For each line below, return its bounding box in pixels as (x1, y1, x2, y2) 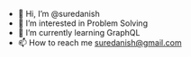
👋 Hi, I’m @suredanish (17, 9, 101, 19)
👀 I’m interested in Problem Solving (17, 18, 149, 28)
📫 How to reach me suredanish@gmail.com (17, 37, 182, 48)
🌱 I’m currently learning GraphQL (17, 28, 141, 37)
